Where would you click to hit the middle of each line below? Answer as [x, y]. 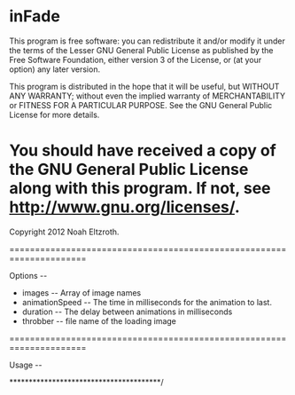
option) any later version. [54, 69]
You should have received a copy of [143, 150]
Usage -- [26, 365]
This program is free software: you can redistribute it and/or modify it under [147, 41]
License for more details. [54, 115]
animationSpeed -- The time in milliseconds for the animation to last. [147, 302]
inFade [35, 16]
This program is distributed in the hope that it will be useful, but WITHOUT [144, 86]
